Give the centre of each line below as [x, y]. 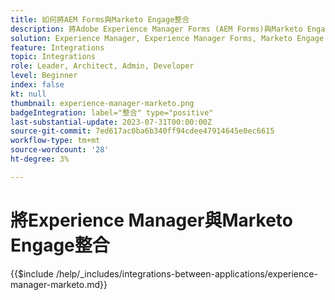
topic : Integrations [53, 57]
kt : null [28, 94]
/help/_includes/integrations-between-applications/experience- [186, 273]
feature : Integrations [57, 47]
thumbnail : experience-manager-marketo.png [102, 103]
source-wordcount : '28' [60, 150]
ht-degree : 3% [40, 159]
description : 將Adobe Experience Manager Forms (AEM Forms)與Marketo [156, 29]
